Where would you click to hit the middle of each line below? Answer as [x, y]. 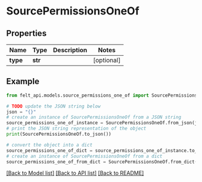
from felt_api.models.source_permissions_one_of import [78, 95]
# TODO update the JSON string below [54, 106]
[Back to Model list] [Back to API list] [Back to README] [75, 173]
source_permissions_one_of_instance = [55, 123]
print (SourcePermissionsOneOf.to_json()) [59, 134]
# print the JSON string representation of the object [76, 129]
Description [70, 50]
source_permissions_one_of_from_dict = [56, 162]
